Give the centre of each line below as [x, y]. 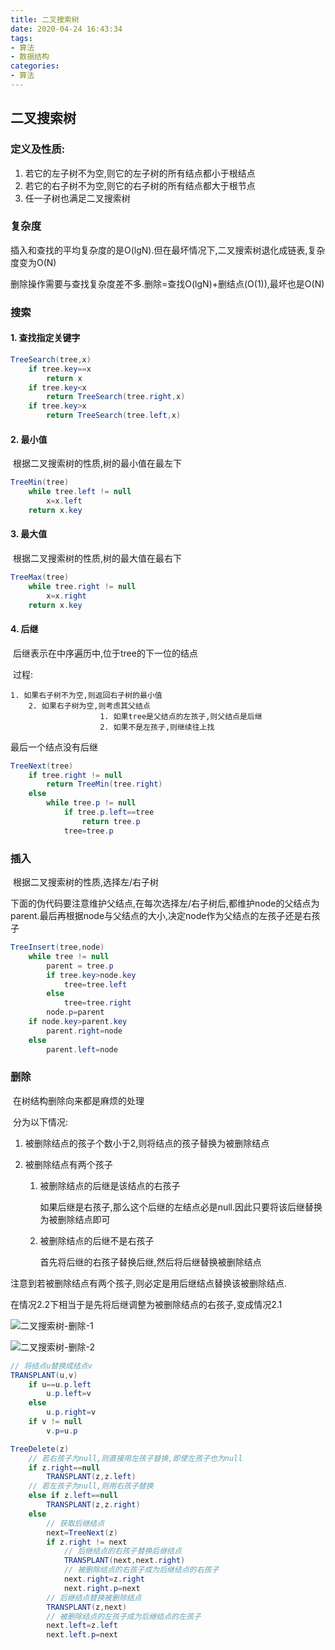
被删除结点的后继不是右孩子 [97, 1240]
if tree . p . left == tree [109, 812]
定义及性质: [38, 149]
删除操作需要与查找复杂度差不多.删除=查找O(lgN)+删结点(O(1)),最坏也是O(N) [167, 283]
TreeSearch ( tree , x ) [51, 359]
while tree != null [69, 956]
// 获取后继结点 [75, 1523]
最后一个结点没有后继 [54, 747]
